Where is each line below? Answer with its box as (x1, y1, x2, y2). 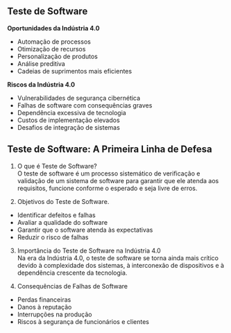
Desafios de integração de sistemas (17, 123, 120, 131)
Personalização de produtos (17, 52, 99, 60)
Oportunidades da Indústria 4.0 (7, 24, 100, 32)
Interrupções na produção (17, 310, 92, 318)
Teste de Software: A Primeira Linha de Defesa (7, 144, 213, 155)
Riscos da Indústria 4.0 (7, 80, 75, 89)
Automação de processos (17, 37, 92, 46)
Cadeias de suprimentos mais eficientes (17, 67, 132, 75)
